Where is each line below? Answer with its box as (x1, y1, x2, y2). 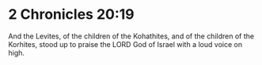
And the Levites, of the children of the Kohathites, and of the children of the (8, 31, 255, 41)
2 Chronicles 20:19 (8, 5, 135, 23)
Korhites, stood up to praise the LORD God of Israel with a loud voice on (8, 39, 243, 49)
